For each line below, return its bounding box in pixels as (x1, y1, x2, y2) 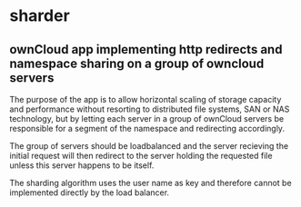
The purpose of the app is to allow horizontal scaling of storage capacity (9, 94, 282, 104)
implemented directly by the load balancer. (9, 187, 170, 198)
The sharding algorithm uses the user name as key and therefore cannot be (9, 178, 293, 188)
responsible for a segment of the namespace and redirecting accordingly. (9, 123, 285, 133)
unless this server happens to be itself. (9, 160, 155, 171)
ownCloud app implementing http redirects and (9, 42, 283, 57)
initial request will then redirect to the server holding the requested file (9, 151, 273, 161)
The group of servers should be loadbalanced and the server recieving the (9, 141, 289, 151)
